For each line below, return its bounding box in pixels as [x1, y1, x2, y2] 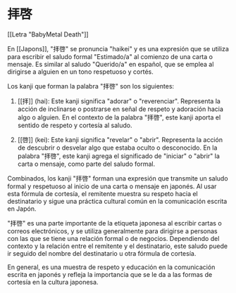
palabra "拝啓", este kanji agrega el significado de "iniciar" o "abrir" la [17, 152, 221, 160]
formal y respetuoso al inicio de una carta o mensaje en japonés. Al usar [7, 182, 217, 190]
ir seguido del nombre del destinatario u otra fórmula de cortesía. [7, 249, 197, 257]
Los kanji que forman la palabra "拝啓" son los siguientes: [7, 82, 175, 90]
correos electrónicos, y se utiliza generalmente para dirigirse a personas [7, 226, 218, 235]
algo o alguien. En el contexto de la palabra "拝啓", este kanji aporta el [17, 113, 221, 122]
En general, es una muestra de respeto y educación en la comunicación [7, 263, 216, 271]
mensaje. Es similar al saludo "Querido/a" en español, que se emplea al [7, 60, 214, 68]
